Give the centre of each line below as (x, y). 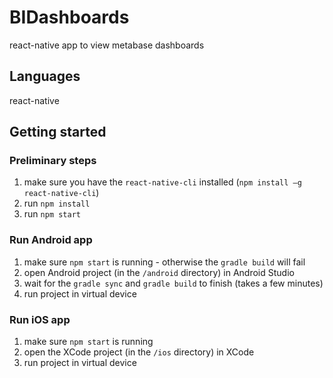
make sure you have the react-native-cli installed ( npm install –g (162, 182)
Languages (45, 76)
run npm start (52, 214)
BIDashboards (69, 17)
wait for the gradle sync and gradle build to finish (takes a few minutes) (173, 283)
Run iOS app (40, 319)
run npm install (57, 203)
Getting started (58, 132)
